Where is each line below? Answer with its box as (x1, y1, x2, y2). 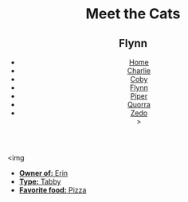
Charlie (127, 66, 151, 76)
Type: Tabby (18, 177, 61, 186)
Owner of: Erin (18, 169, 69, 177)
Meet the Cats (85, 5, 181, 23)
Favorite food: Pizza (18, 185, 87, 195)
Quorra (127, 100, 151, 109)
